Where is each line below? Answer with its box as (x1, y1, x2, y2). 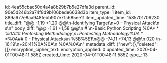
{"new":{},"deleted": (116, 41, 158, 47)
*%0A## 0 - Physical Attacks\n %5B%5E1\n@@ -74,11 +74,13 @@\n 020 (5, 36, 155, 42)
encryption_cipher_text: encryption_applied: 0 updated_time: (11, 47, 136, 52)
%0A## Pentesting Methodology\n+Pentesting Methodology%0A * (5, 31, 143, 36)
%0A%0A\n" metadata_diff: (58, 41, 116, 47)
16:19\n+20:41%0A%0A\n (5, 41, 58, 47)
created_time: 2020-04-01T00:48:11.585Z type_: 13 (42, 52, 148, 58)
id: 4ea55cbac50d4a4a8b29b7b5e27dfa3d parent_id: (5, 4, 116, 10)
